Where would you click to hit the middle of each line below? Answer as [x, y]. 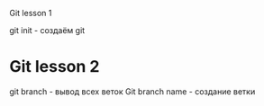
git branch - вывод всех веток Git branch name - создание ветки [132, 91]
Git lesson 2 [55, 67]
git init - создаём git [47, 30]
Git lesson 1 [31, 13]
